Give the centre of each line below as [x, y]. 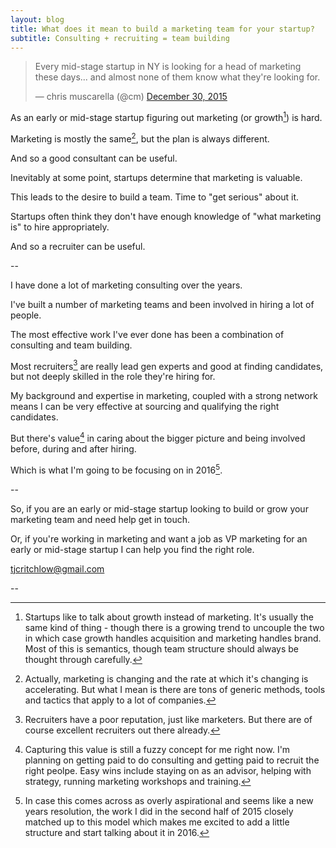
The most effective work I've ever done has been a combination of [147, 334]
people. [26, 315]
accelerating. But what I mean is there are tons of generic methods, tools [175, 689]
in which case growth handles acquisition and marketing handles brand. [173, 638]
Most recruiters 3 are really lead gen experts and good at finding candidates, [167, 365]
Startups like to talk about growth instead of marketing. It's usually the [169, 617]
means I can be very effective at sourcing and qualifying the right [145, 407]
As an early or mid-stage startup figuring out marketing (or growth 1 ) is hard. [166, 117]
